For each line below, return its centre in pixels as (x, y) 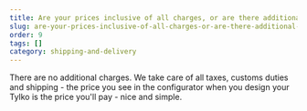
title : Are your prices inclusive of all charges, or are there (134, 18)
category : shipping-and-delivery (73, 52)
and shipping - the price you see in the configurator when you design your (149, 87)
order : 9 (26, 35)
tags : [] (26, 43)
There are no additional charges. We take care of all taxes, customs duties (149, 77)
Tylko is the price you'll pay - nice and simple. (96, 97)
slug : (20, 26)
